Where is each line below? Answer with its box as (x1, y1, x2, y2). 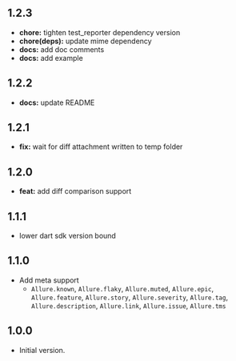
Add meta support (18, 275, 79, 285)
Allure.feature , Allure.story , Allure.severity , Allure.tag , (30, 292, 229, 302)
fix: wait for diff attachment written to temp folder (18, 142, 183, 151)
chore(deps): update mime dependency (18, 36, 153, 46)
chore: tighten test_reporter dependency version (18, 27, 181, 37)
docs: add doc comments (18, 44, 105, 54)
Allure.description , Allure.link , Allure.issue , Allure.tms (30, 300, 226, 311)
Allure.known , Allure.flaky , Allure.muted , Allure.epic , (30, 283, 214, 293)
